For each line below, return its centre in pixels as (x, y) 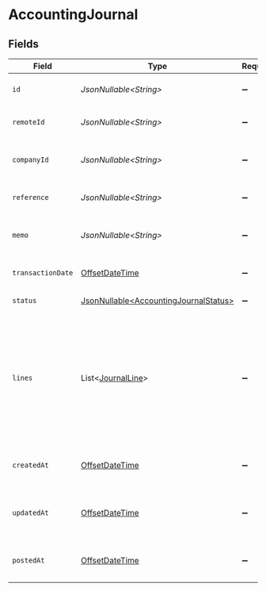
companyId (30, 160)
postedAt (28, 560)
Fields (24, 44)
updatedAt (30, 513)
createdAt (30, 465)
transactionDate (43, 272)
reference (30, 197)
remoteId (28, 122)
